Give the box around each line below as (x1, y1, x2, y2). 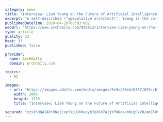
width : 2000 (14, 91, 38, 97)
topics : (5, 70, 21, 75)
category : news (5, 7, 36, 12)
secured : (5, 109, 23, 114)
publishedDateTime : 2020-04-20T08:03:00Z (5, 20, 90, 26)
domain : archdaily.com (9, 61, 55, 66)
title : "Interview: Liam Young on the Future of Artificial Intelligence (5, 12, 158, 16)
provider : (5, 52, 25, 57)
